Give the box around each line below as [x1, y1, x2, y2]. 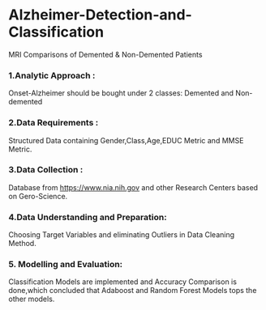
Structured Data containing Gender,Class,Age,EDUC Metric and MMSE [8, 135, 244, 145]
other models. [8, 294, 55, 304]
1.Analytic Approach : [8, 70, 96, 81]
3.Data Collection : [8, 164, 84, 176]
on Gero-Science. [8, 191, 68, 201]
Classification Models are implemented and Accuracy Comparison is [8, 277, 238, 287]
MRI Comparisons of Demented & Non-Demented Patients [8, 49, 203, 59]
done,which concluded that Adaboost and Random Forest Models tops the [8, 286, 257, 295]
